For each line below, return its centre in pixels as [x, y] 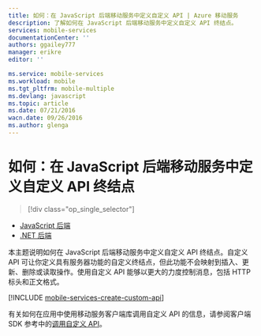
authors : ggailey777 [42, 45]
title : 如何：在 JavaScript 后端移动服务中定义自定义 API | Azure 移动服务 [123, 15]
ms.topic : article [38, 104]
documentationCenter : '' [49, 38]
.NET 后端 [35, 235]
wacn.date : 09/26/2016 [45, 118]
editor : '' [26, 60]
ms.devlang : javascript [47, 96]
